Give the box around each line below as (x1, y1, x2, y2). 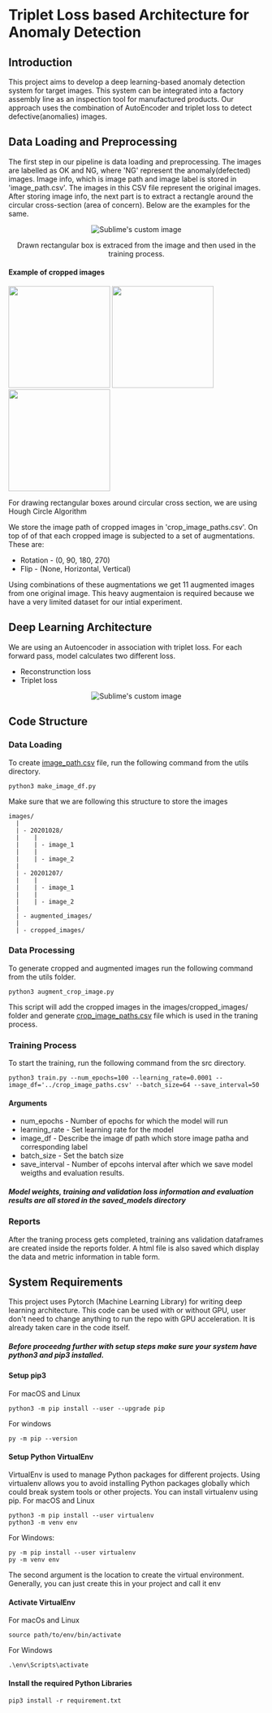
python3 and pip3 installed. (8, 1350, 104, 1360)
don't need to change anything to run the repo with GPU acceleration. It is (8, 1314, 256, 1324)
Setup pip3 (8, 1370, 46, 1381)
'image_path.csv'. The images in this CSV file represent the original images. (8, 182, 261, 192)
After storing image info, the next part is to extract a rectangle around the (8, 191, 253, 201)
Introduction (8, 55, 73, 69)
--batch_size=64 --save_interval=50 (135, 1081, 260, 1089)
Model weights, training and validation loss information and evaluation (8, 1186, 254, 1196)
